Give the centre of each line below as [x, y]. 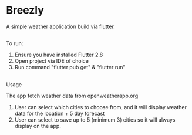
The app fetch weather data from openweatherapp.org [72, 96]
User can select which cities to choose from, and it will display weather [100, 107]
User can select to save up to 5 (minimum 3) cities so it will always [95, 119]
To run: [15, 43]
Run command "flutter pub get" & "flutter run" [70, 67]
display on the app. [38, 126]
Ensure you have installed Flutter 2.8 [59, 55]
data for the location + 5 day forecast [60, 113]
